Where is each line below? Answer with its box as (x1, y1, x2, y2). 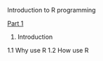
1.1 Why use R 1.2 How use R (7, 46, 89, 54)
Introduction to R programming (7, 6, 96, 14)
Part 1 (7, 19, 24, 27)
